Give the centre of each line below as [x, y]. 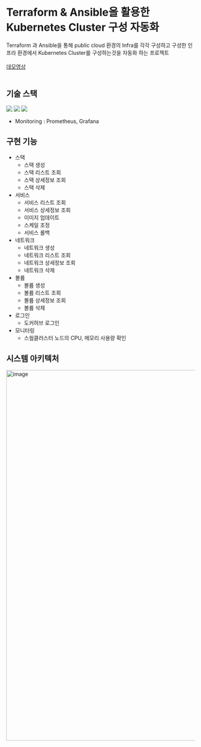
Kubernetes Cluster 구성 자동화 [83, 27]
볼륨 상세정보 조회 [45, 300]
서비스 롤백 [37, 232]
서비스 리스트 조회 [45, 202]
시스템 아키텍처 [33, 358]
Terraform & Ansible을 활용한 [78, 12]
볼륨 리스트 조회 [42, 293]
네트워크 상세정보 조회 [50, 262]
